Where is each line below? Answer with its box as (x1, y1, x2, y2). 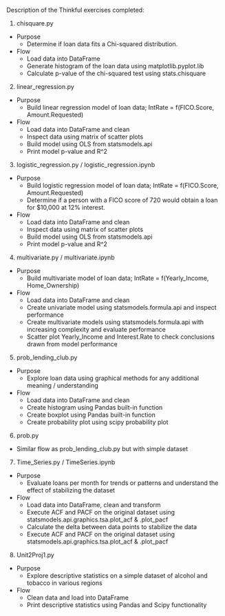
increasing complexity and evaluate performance (26, 326, 166, 333)
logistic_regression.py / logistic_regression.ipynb (16, 161, 156, 168)
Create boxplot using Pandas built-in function (26, 410, 156, 419)
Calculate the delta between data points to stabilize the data (26, 523, 197, 530)
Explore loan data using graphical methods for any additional (26, 374, 200, 382)
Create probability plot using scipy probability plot (26, 418, 169, 426)
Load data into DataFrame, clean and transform (26, 501, 161, 509)
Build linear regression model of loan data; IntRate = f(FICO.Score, (26, 103, 215, 111)
